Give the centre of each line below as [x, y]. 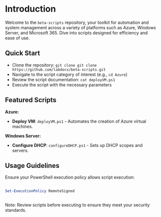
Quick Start [23, 53]
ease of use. [17, 38]
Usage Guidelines [32, 166]
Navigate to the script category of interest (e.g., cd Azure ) [70, 74]
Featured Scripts [31, 100]
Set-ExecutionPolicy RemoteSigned [40, 191]
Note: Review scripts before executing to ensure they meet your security [78, 205]
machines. [22, 126]
